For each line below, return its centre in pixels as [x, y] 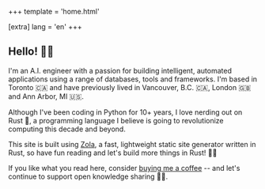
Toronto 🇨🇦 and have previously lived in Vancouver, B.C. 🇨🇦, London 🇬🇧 [130, 87]
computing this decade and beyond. [67, 129]
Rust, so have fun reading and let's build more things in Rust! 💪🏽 [113, 153]
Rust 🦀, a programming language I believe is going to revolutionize [116, 120]
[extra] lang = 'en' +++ [45, 26]
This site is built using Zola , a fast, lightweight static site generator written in [132, 144]
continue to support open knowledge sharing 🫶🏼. [88, 176]
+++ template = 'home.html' [54, 11]
